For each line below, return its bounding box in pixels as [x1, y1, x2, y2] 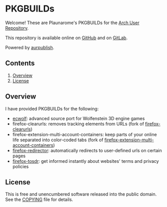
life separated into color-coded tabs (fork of [12, 137, 104, 143]
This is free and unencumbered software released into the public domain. [5, 191, 157, 197]
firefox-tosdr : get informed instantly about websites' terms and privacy [12, 158, 159, 164]
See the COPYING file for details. [5, 196, 74, 202]
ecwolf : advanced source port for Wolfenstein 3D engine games [12, 115, 145, 121]
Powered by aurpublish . [5, 44, 54, 50]
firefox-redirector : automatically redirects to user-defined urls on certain [12, 147, 162, 153]
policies [12, 163, 29, 169]
